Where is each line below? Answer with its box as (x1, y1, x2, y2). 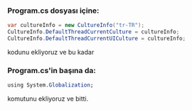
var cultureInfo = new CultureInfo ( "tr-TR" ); (7, 22, 144, 29)
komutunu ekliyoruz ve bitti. (7, 94, 89, 103)
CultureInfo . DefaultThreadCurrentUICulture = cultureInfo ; (7, 35, 186, 43)
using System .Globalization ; (7, 82, 94, 89)
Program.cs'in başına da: (7, 65, 96, 75)
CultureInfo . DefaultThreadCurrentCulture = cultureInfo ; (7, 28, 180, 35)
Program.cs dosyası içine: (7, 6, 100, 16)
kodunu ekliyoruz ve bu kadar (7, 48, 95, 56)
